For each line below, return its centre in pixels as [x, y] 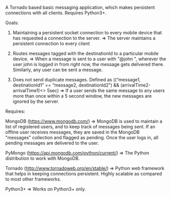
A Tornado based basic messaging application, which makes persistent [80, 7]
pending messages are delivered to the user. [52, 143]
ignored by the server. [36, 101]
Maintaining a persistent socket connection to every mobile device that [87, 32]
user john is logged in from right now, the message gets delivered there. [88, 64]
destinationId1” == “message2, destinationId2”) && [66, 85]
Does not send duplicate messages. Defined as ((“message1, [77, 80]
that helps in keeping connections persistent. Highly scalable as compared [84, 174]
